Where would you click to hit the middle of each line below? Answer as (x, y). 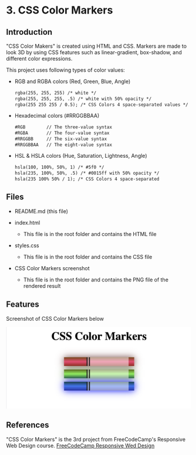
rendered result (42, 285)
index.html (27, 222)
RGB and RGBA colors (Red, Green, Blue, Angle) (72, 81)
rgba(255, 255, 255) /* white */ (55, 93)
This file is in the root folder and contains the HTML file (90, 234)
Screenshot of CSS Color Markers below (55, 318)
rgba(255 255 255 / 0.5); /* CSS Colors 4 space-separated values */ (102, 105)
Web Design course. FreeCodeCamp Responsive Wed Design (80, 446)
